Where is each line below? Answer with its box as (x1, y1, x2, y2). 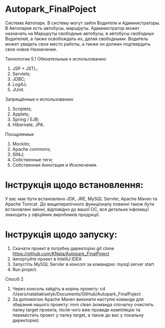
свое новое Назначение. (5, 46, 57, 52)
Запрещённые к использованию (5, 96, 73, 102)
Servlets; (12, 70, 31, 76)
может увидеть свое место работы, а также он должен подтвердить (5, 41, 151, 47)
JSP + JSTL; (12, 66, 38, 71)
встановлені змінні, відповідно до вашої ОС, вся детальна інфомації (5, 206, 149, 212)
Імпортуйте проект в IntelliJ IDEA (12, 256, 82, 262)
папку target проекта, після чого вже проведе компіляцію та (12, 307, 141, 313)
